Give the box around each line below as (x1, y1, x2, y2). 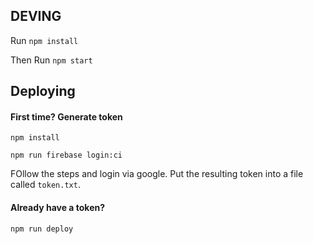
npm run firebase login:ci (10, 150, 123, 161)
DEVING (10, 8, 62, 25)
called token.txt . (10, 179, 81, 191)
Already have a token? (10, 202, 106, 213)
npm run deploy (10, 224, 74, 234)
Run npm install (10, 34, 79, 46)
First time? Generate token (10, 110, 123, 123)
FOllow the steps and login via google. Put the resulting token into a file (10, 168, 304, 180)
